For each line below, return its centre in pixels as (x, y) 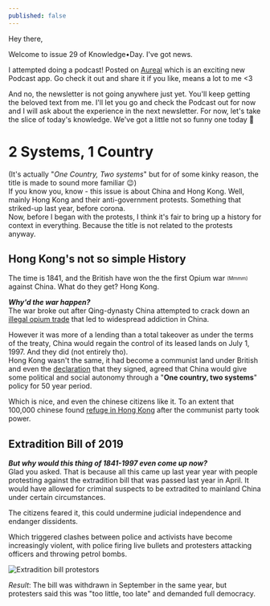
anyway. (22, 234)
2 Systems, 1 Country (81, 151)
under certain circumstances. (57, 498)
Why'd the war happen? (49, 303)
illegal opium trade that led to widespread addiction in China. (109, 319)
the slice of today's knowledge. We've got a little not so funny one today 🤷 (131, 119)
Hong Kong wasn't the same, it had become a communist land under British (133, 360)
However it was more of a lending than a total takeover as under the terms (131, 335)
